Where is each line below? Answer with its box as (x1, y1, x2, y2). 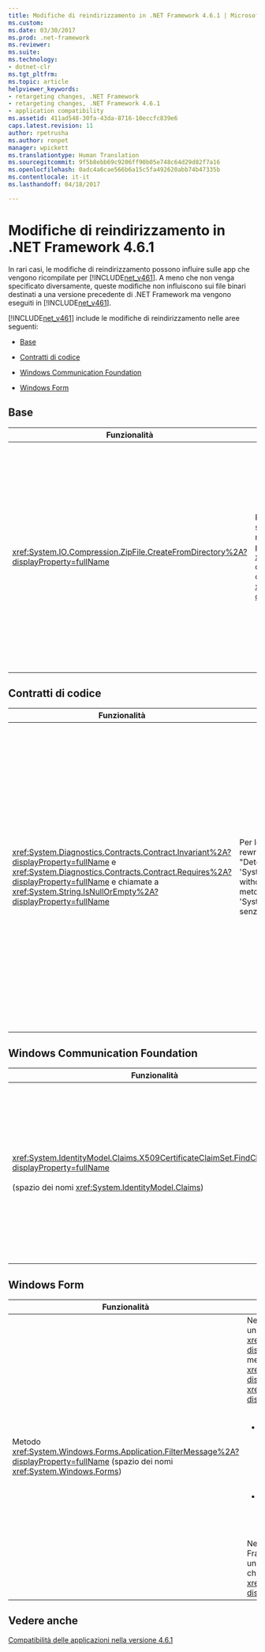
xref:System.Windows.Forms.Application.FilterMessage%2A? (12, 1446, 240, 1457)
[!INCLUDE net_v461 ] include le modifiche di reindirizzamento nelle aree (8, 313, 241, 322)
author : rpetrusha (8, 129, 69, 137)
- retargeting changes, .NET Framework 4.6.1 (8, 100, 160, 107)
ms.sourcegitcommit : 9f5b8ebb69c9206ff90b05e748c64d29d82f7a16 (8, 159, 221, 167)
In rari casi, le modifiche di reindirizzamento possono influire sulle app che (8, 264, 250, 273)
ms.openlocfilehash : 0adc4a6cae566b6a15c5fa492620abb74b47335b (8, 166, 221, 174)
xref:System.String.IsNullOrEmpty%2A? (12, 886, 159, 897)
